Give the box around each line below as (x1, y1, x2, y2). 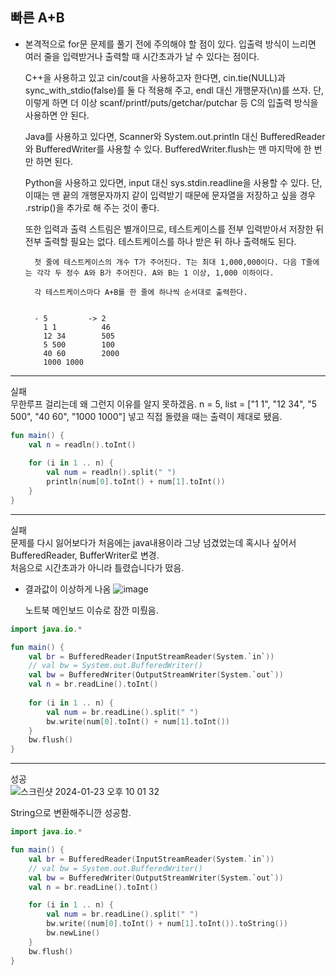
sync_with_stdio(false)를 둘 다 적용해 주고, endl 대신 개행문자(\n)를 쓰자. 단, (24, 84, 325, 96)
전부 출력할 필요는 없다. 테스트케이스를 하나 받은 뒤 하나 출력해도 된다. (24, 235, 297, 247)
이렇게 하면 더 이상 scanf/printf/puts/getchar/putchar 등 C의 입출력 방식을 (24, 96, 319, 108)
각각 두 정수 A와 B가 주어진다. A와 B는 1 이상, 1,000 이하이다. (36, 268, 275, 278)
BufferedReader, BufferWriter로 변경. (10, 549, 160, 561)
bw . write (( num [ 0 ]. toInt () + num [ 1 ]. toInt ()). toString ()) (46, 919, 289, 929)
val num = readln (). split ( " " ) (46, 468, 177, 478)
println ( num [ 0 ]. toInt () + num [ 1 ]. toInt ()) (46, 477, 226, 487)
